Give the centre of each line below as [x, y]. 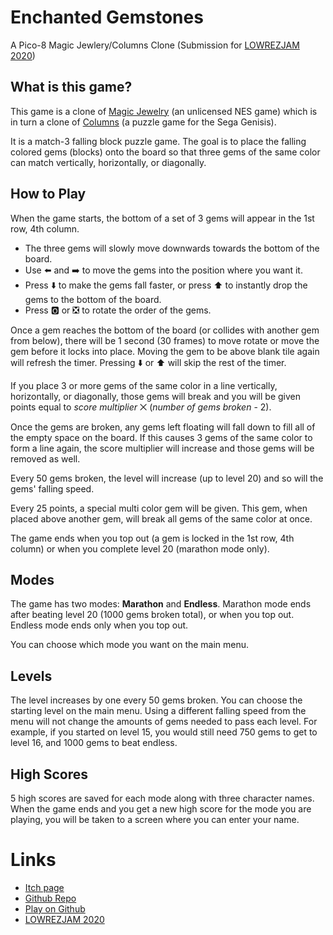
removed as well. [45, 458]
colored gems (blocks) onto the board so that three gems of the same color [165, 152]
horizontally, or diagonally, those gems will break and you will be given [155, 396]
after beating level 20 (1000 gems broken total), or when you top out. [152, 615]
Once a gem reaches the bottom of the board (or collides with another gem [165, 330]
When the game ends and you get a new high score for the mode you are [161, 809]
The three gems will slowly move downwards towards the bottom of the [172, 248]
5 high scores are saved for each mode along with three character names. [162, 798]
